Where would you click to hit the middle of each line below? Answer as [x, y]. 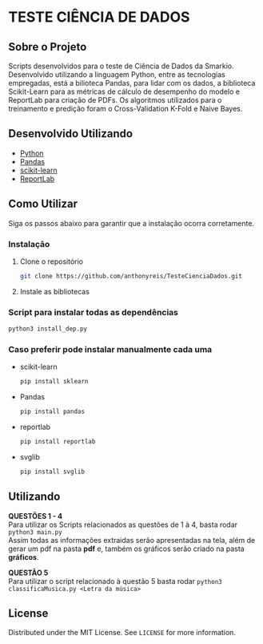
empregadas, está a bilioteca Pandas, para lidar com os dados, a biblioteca [132, 83]
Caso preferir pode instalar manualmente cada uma [110, 349]
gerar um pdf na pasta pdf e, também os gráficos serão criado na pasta [127, 549]
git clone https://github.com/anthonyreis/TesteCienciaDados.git [131, 276]
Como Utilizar [43, 204]
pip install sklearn [54, 382]
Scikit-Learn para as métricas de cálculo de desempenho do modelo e [124, 91]
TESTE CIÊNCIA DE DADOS [99, 17]
